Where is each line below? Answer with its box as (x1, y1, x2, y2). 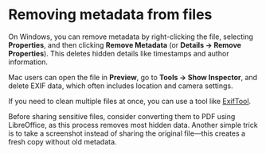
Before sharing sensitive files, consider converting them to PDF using (8, 111, 236, 121)
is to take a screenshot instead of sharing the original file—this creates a (8, 129, 245, 138)
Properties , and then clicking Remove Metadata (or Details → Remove (8, 40, 241, 49)
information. (8, 57, 49, 67)
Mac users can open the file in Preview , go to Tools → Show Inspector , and (8, 72, 257, 82)
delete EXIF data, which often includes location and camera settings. (8, 81, 233, 90)
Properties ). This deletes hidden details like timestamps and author (8, 48, 229, 58)
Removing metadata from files (8, 6, 213, 24)
